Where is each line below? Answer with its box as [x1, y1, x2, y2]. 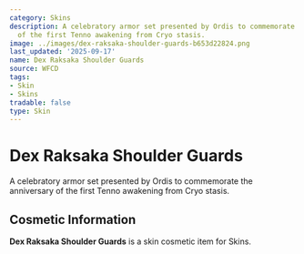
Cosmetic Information [9, 211, 137, 228]
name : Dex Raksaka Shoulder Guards [9, 56, 145, 65]
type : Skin [9, 107, 51, 116]
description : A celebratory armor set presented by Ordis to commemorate [9, 22, 296, 31]
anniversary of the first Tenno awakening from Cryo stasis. [9, 186, 230, 197]
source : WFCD [9, 65, 59, 74]
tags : [9, 73, 30, 82]
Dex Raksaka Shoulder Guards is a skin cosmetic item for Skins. [9, 236, 252, 247]
